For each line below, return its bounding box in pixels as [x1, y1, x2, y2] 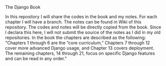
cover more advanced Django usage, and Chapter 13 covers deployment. [5, 45, 155, 51]
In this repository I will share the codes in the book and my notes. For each [5, 14, 158, 19]
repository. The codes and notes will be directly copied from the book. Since [5, 24, 162, 30]
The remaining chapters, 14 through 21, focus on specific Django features [5, 50, 155, 56]
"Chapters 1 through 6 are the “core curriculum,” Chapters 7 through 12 [5, 40, 150, 46]
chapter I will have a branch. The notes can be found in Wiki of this [5, 19, 142, 25]
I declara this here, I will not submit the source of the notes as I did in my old [5, 30, 161, 35]
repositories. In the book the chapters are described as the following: [5, 34, 146, 40]
